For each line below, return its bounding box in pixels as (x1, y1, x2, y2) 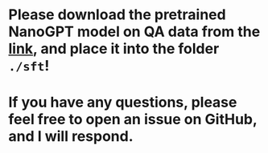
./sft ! (8, 57, 50, 75)
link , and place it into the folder (8, 40, 220, 58)
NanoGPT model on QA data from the (8, 22, 261, 41)
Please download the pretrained (8, 6, 227, 24)
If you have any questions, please (8, 94, 237, 111)
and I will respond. (8, 127, 134, 146)
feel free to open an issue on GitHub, (8, 111, 258, 129)
